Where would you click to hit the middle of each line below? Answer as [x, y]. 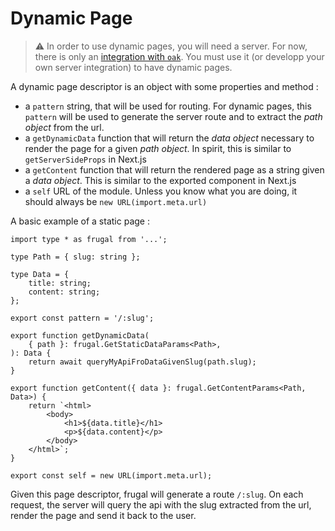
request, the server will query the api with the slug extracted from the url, [161, 504]
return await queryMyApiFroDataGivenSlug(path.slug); [142, 362]
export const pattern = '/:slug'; [82, 318]
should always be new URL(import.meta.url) [116, 201]
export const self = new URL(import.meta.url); [111, 475]
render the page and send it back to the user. [103, 515]
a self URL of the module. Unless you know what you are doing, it [161, 191]
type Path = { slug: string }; [75, 257]
